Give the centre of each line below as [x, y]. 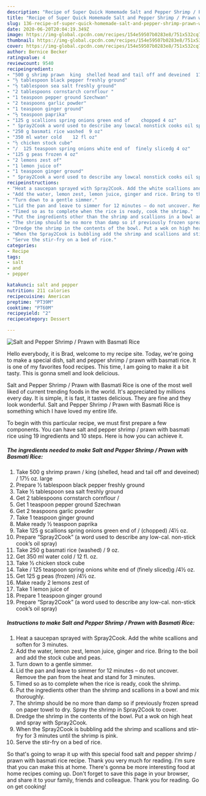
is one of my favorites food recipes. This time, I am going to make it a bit [98, 367]
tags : [14, 257]
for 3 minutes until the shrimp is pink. [72, 735]
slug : [14, 23]
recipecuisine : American [39, 296]
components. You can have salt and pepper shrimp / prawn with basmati [98, 430]
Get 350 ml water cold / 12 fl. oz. [57, 556]
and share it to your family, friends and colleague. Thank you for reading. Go [103, 780]
